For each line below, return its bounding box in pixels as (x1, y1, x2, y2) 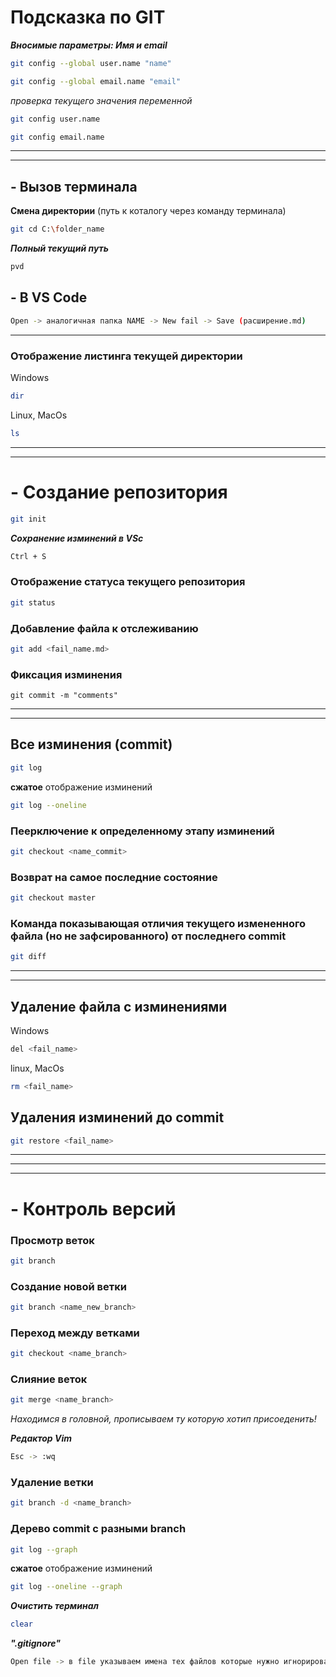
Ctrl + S (10, 551, 47, 561)
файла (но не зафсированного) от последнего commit (10, 929, 287, 943)
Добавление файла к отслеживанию (10, 621, 199, 635)
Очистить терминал (10, 1600, 99, 1612)
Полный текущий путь (10, 242, 110, 255)
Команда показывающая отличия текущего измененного (10, 916, 307, 930)
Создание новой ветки (10, 1279, 127, 1293)
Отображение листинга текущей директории (10, 349, 243, 363)
